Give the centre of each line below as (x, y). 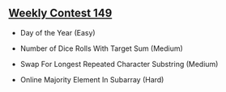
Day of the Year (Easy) (58, 32)
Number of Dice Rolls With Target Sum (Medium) (102, 48)
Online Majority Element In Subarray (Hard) (92, 79)
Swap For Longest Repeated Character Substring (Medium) (119, 64)
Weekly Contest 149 (60, 13)
